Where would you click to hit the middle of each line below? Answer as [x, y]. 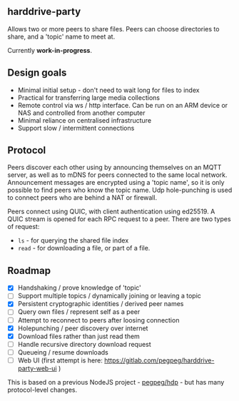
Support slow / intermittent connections [76, 128]
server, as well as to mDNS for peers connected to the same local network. [117, 175]
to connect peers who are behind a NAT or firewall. [82, 198]
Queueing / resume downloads [63, 352]
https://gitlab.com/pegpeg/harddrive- [159, 360]
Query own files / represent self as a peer [79, 312]
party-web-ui [37, 368]
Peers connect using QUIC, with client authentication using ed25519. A [111, 212]
